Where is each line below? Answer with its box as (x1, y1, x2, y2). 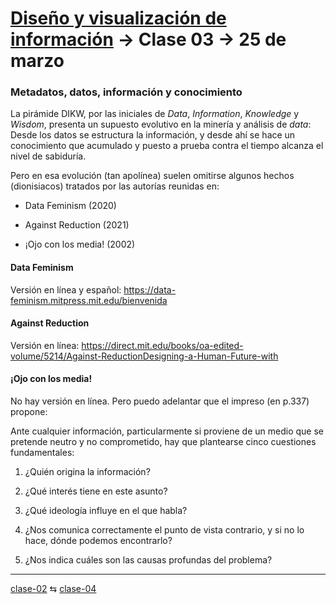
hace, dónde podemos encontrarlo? (24, 535, 173, 547)
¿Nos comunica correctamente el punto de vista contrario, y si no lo (24, 524, 305, 536)
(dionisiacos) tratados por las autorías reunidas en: (10, 180, 220, 192)
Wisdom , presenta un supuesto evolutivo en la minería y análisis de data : (10, 118, 312, 131)
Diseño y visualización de (10, 7, 227, 30)
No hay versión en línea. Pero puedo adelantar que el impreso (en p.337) (10, 395, 310, 407)
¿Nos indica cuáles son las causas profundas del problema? (24, 554, 273, 566)
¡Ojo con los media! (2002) (24, 238, 136, 251)
